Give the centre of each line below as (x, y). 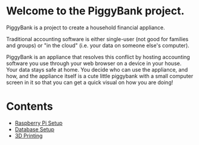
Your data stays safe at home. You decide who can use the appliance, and (97, 69)
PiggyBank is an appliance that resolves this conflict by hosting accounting (98, 57)
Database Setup (35, 129)
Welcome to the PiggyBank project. (95, 11)
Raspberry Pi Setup (38, 123)
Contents (30, 107)
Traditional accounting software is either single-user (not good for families (97, 39)
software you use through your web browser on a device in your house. (94, 63)
